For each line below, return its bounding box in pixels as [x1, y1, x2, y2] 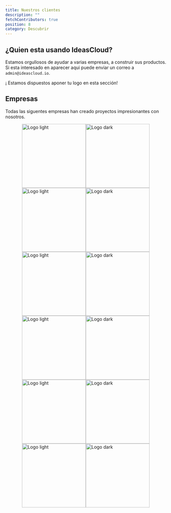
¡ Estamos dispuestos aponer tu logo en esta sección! [5, 80, 118, 86]
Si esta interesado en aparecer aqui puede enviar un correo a [5, 64, 134, 71]
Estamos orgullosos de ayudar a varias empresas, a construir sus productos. [5, 59, 166, 65]
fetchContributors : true [5, 17, 58, 22]
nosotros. [5, 114, 26, 120]
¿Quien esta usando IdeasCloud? [5, 46, 113, 54]
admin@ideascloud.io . [5, 70, 51, 76]
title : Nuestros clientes [5, 7, 60, 13]
